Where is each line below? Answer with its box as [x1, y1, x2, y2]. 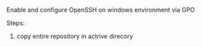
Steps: [6, 19, 25, 27]
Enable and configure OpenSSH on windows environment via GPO [6, 6, 195, 14]
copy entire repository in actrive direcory [16, 32, 134, 40]
